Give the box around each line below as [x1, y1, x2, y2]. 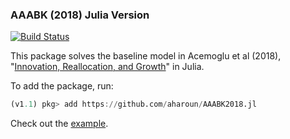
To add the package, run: [10, 80, 114, 92]
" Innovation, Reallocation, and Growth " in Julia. [10, 61, 205, 73]
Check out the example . [10, 118, 109, 130]
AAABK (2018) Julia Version [10, 8, 150, 22]
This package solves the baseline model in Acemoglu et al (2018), [10, 50, 282, 62]
